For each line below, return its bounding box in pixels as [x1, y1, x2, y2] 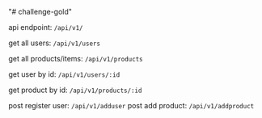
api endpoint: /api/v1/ [8, 23, 83, 32]
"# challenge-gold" [8, 7, 73, 16]
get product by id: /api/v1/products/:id [8, 85, 142, 95]
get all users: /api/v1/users [8, 38, 101, 48]
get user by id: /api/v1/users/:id [8, 70, 120, 79]
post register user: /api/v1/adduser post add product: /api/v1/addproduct [8, 101, 255, 110]
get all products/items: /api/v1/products [8, 54, 143, 63]
